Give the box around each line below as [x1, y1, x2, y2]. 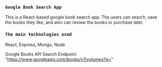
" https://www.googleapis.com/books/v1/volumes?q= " [5, 56, 114, 62]
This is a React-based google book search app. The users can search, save [5, 14, 158, 20]
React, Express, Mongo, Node [5, 42, 66, 47]
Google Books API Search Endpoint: [5, 51, 77, 57]
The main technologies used [5, 32, 72, 37]
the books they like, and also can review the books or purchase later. [5, 20, 144, 25]
